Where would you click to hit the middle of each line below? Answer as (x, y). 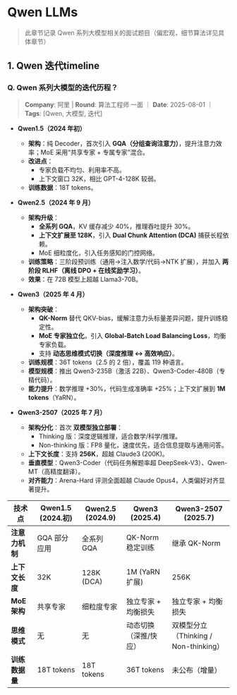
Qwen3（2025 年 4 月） (53, 294)
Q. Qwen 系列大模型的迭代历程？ (63, 87)
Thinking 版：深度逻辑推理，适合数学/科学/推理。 (110, 436)
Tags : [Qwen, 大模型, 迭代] (63, 113)
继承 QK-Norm (196, 543)
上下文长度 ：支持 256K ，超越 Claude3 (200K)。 (98, 454)
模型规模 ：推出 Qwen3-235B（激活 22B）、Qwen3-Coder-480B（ (123, 370)
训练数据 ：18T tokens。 (62, 187)
